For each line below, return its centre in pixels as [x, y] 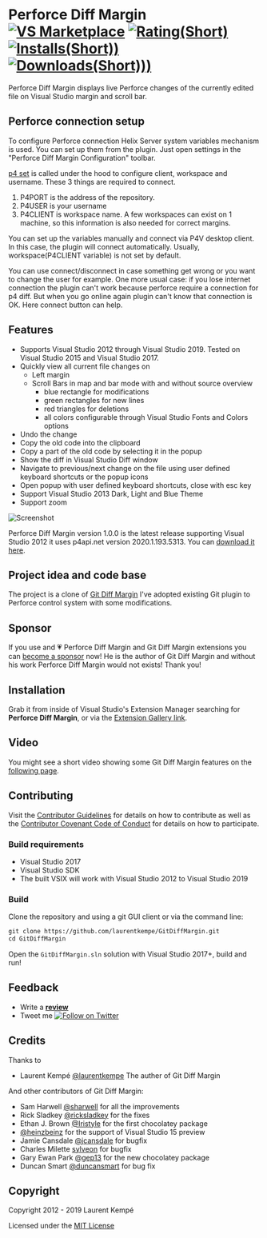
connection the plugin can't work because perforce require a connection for [133, 288]
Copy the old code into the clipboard [80, 442]
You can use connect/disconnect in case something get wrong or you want [132, 270]
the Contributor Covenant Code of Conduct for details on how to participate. [134, 823]
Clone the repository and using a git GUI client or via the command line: [126, 917]
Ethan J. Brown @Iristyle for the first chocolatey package [114, 1123]
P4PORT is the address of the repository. [88, 197]
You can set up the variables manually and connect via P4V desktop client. [131, 238]
